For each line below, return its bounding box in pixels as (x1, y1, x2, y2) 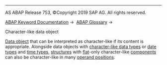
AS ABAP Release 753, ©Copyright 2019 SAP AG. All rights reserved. (5, 9, 147, 15)
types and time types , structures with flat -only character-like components (5, 49, 157, 55)
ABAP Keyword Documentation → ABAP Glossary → (5, 19, 113, 25)
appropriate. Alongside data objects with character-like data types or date (5, 44, 157, 50)
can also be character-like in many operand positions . (5, 54, 115, 60)
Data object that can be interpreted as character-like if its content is (5, 38, 144, 44)
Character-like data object (5, 29, 59, 35)
